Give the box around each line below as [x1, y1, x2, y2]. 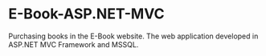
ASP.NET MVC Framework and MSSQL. [8, 39, 139, 49]
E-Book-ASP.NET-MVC [8, 5, 165, 23]
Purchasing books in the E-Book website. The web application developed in [8, 31, 259, 41]
